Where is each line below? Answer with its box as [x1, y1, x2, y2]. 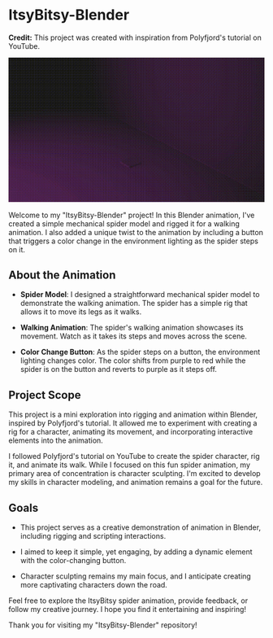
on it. [8, 244, 26, 254]
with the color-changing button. [19, 556, 127, 566]
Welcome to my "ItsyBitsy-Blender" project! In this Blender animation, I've [8, 210, 255, 220]
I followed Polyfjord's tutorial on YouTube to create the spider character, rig [8, 452, 260, 461]
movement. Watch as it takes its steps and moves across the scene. [19, 331, 248, 341]
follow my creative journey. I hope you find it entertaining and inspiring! [8, 605, 246, 614]
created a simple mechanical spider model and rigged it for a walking [8, 218, 240, 229]
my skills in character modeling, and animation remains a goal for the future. [8, 478, 263, 487]
